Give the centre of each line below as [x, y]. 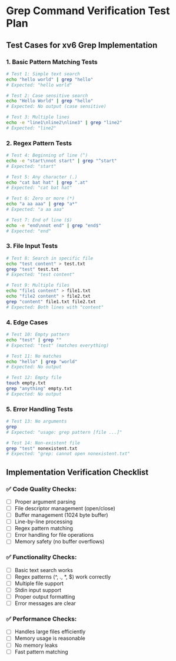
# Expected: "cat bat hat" [39, 188]
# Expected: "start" [31, 166]
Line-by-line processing [44, 522]
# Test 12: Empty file [34, 378]
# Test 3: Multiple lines [38, 117]
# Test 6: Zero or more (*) [41, 198]
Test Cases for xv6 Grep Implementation [82, 45]
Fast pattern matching [41, 652]
